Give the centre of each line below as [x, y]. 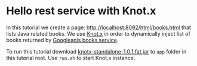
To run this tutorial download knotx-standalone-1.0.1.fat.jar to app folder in [96, 51]
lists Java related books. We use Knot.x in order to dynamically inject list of [98, 33]
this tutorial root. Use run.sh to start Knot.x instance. [71, 58]
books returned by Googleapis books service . [62, 40]
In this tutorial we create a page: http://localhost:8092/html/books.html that [98, 27]
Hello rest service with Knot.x [81, 11]
